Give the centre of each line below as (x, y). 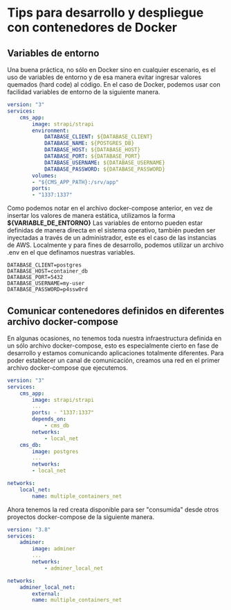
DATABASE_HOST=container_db (48, 271)
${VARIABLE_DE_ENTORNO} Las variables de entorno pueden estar (105, 223)
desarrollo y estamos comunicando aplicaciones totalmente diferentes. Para (115, 353)
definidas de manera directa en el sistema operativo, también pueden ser (111, 230)
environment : (51, 130)
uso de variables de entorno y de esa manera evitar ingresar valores (104, 77)
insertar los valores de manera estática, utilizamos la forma (91, 216)
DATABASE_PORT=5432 (35, 278)
